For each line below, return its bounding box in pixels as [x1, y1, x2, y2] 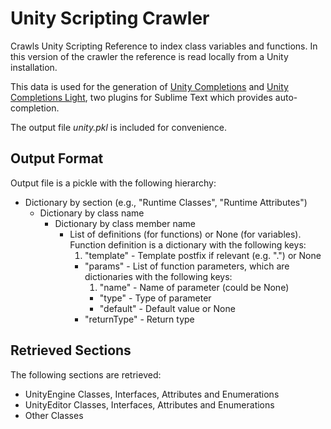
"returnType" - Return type [84, 313, 195, 325]
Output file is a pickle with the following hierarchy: [10, 177, 217, 189]
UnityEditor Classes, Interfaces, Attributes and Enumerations [24, 398, 275, 411]
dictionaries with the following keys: [84, 270, 233, 282]
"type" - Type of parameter [99, 292, 212, 304]
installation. [10, 61, 58, 73]
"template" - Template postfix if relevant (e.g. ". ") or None [84, 249, 322, 261]
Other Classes [24, 409, 84, 421]
